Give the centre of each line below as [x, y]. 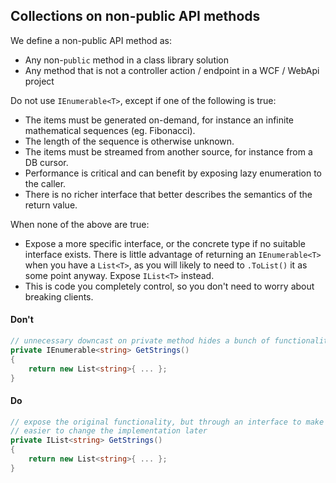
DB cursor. [46, 162]
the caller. [45, 183]
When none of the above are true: [80, 224]
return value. [51, 205]
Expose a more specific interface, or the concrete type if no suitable [165, 243]
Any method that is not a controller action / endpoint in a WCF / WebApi [172, 70]
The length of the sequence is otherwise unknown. [129, 141]
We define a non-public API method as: [91, 40]
